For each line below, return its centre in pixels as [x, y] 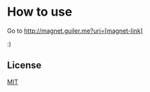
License [24, 65]
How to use [40, 12]
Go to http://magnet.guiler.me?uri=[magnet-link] [75, 31]
